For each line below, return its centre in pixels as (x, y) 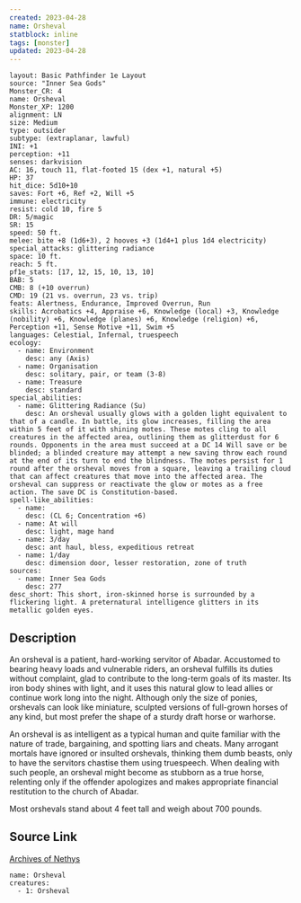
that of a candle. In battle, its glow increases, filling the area (140, 422)
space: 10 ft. (36, 257)
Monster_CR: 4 (36, 92)
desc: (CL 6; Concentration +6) (86, 516)
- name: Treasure (50, 383)
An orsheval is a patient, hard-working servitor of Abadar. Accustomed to (145, 659)
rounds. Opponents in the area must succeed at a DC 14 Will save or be (148, 446)
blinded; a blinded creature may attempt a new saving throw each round (148, 453)
